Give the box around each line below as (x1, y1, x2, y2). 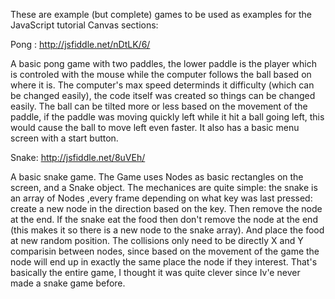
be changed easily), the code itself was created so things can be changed (10, 90, 316, 101)
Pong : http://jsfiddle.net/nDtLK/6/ (10, 39, 151, 50)
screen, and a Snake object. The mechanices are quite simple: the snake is (10, 182, 318, 193)
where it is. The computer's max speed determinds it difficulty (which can (10, 79, 315, 91)
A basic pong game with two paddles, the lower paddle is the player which (10, 58, 317, 69)
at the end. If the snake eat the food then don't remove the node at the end (10, 214, 318, 225)
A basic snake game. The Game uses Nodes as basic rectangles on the (10, 171, 304, 183)
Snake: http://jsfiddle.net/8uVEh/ (10, 152, 146, 163)
